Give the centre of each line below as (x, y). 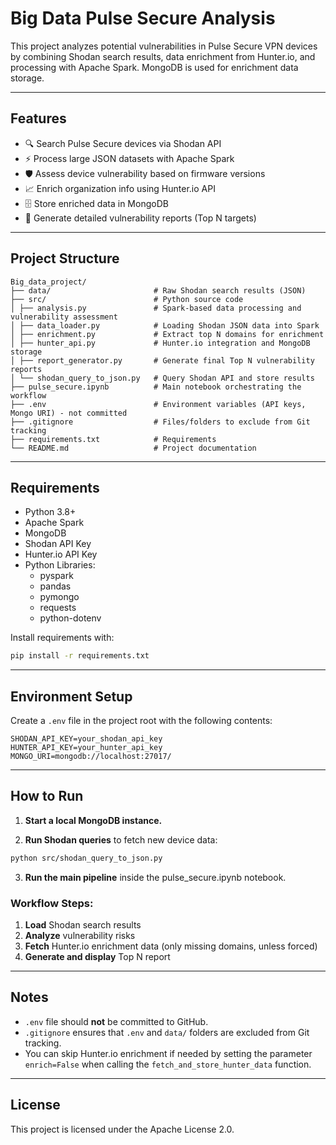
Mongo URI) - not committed (69, 413)
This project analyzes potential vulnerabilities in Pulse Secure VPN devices (164, 46)
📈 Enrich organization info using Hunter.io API (120, 188)
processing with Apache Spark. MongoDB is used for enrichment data (154, 67)
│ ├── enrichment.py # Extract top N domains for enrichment (167, 334)
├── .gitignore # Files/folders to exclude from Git (160, 422)
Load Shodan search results (83, 925)
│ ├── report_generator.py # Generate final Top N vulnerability (162, 360)
